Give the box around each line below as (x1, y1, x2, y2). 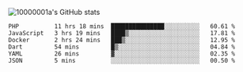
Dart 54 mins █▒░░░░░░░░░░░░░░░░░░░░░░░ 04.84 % (8, 43, 236, 51)
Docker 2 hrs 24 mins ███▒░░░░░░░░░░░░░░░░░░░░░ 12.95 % (8, 36, 236, 44)
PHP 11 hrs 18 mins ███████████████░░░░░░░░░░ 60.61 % (8, 23, 236, 31)
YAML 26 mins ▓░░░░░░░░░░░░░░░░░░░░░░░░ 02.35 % (8, 50, 236, 58)
